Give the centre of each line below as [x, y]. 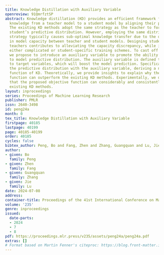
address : [14, 196]
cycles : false [20, 141]
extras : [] [16, 241]
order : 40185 [18, 137]
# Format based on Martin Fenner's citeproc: [52, 245]
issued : [13, 214]
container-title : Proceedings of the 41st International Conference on [79, 200]
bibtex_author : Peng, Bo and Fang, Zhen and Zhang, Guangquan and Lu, [78, 146]
